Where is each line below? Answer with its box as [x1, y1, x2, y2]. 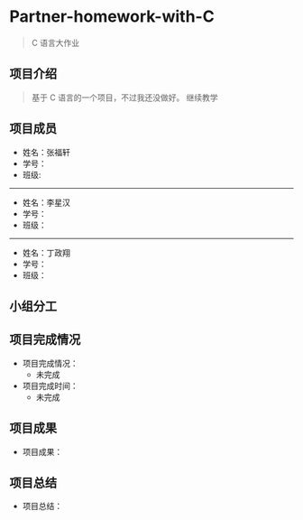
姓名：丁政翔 [22, 246, 70, 258]
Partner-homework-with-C [9, 6, 215, 27]
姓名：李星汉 [22, 197, 70, 208]
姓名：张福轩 [22, 146, 70, 157]
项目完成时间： [22, 380, 78, 391]
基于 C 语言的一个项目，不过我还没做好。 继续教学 [31, 92, 218, 103]
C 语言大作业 [31, 37, 79, 48]
